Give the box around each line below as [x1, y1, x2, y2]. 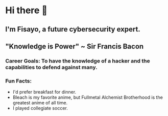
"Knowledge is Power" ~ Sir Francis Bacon [5, 42, 144, 50]
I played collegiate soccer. [12, 105, 68, 111]
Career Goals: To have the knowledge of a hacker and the [5, 57, 150, 64]
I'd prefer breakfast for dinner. [12, 89, 77, 95]
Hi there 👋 [5, 5, 47, 16]
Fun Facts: [5, 77, 32, 84]
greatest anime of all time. [12, 100, 68, 106]
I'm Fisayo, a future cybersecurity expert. [5, 25, 140, 34]
